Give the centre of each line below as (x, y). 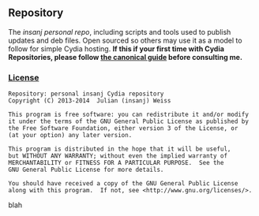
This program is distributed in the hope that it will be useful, (120, 149)
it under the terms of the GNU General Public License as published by (128, 121)
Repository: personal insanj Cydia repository (86, 94)
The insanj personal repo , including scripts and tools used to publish (120, 32)
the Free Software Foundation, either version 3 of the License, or (123, 128)
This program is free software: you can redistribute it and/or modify (128, 115)
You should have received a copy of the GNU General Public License (123, 184)
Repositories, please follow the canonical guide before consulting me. (126, 57)
